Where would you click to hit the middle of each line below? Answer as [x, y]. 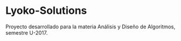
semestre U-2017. [27, 32]
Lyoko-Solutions [46, 11]
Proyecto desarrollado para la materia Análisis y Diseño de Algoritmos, [90, 27]
